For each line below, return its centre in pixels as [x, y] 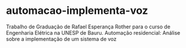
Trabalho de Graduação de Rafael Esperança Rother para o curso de [88, 27]
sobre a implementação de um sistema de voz [61, 39]
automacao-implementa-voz [77, 11]
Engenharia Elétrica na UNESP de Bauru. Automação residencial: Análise [93, 32]
